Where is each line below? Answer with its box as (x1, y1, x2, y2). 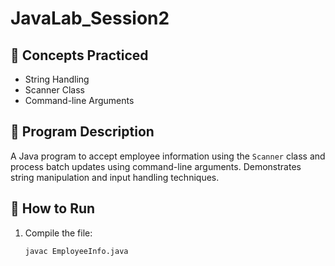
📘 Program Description (10, 123, 155, 141)
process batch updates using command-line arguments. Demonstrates (10, 160, 302, 172)
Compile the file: (24, 227, 93, 239)
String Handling (24, 73, 90, 85)
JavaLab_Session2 (10, 7, 170, 30)
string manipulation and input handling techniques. (10, 171, 220, 183)
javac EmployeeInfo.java (24, 246, 129, 256)
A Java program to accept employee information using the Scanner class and (10, 150, 326, 162)
